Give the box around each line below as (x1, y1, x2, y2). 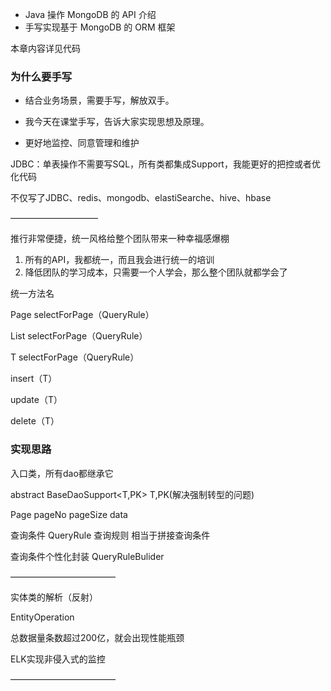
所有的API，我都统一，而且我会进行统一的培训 (24, 254, 215, 266)
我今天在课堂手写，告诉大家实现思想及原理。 (24, 116, 210, 128)
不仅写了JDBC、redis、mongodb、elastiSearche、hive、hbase (10, 192, 272, 204)
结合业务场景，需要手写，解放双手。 (24, 94, 175, 107)
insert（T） (10, 373, 58, 385)
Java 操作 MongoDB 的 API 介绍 (24, 9, 157, 20)
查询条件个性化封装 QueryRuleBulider (10, 550, 165, 562)
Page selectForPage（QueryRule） (10, 309, 155, 321)
